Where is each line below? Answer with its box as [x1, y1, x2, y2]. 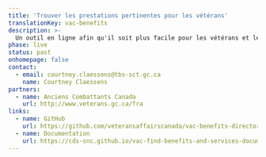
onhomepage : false [8, 56, 69, 64]
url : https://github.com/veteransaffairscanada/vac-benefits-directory [22, 122, 264, 130]
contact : [8, 63, 37, 71]
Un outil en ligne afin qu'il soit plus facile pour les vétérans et [15, 33, 249, 42]
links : [8, 108, 30, 116]
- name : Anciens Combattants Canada [15, 93, 136, 101]
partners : [8, 85, 41, 94]
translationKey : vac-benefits [8, 19, 108, 27]
